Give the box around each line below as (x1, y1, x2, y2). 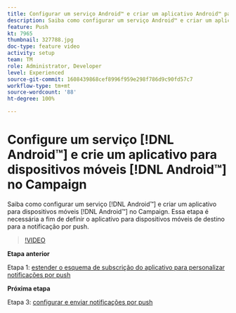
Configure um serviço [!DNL (7, 132, 174, 148)
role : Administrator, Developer (7, 63, 102, 70)
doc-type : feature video (7, 43, 80, 50)
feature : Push (7, 23, 49, 30)
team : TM (7, 56, 33, 63)
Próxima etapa (7, 284, 51, 293)
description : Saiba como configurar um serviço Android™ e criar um (7, 17, 212, 24)
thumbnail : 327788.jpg (7, 37, 74, 44)
